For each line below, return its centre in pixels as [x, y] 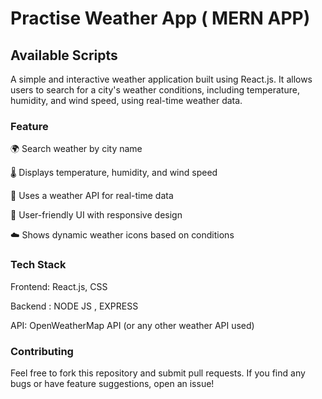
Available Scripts [64, 55]
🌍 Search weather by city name [76, 149]
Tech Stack [38, 265]
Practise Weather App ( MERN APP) [160, 18]
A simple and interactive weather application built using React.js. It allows [161, 79]
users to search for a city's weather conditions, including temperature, [155, 90]
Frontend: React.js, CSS [59, 286]
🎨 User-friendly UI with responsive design [96, 215]
